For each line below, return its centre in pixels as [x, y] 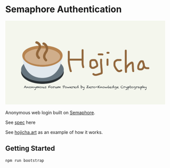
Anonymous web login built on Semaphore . [50, 113]
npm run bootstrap [25, 161]
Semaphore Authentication [63, 9]
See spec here [20, 122]
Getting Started [30, 148]
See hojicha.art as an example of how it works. [54, 132]
